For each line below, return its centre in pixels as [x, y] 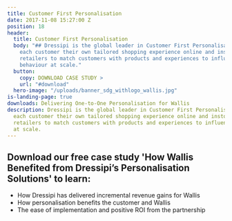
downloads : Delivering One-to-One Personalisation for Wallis [98, 104]
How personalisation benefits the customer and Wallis [94, 203]
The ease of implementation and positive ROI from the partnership [111, 210]
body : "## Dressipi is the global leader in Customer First [101, 46]
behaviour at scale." [50, 65]
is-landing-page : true [40, 97]
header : [18, 33]
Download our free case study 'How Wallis [100, 157]
